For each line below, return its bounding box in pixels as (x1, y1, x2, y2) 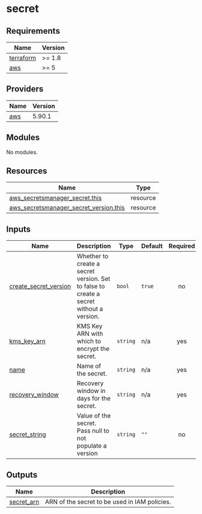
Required (168, 242, 195, 250)
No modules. (6, 148, 38, 155)
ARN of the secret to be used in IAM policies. (44, 498, 171, 506)
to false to (76, 282, 105, 291)
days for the (76, 394, 111, 403)
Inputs (6, 224, 31, 234)
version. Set (76, 274, 111, 283)
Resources (6, 166, 47, 176)
